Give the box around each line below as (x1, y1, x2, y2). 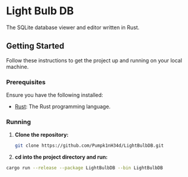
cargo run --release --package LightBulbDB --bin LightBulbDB (6, 165, 163, 171)
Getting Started (6, 41, 65, 51)
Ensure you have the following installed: (6, 91, 104, 99)
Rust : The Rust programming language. (14, 103, 111, 110)
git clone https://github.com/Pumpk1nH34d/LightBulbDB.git (14, 143, 164, 149)
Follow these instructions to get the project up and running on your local (6, 56, 183, 64)
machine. (6, 63, 29, 70)
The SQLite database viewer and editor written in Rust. (6, 24, 140, 31)
